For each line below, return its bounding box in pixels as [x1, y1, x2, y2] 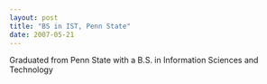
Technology [9, 64, 54, 75]
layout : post [9, 13, 59, 23]
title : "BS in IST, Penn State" [9, 22, 131, 31]
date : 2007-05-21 [9, 30, 75, 39]
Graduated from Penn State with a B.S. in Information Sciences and [9, 55, 259, 66]
